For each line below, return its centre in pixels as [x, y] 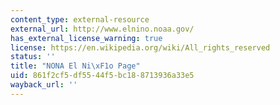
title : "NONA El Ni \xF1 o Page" [75, 66]
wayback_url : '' [44, 85]
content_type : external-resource [80, 19]
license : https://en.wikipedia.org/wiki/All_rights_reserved [140, 47]
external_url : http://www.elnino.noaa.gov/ [102, 29]
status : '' [33, 57]
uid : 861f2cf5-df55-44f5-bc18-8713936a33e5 [102, 76]
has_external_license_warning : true [86, 38]
